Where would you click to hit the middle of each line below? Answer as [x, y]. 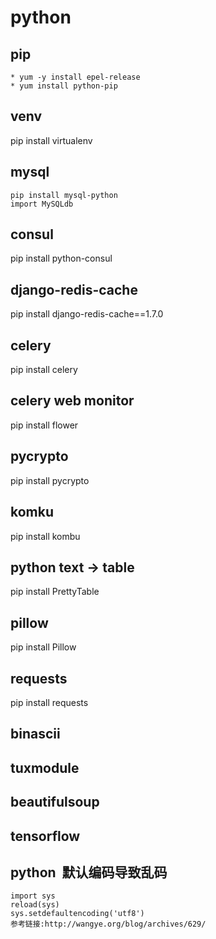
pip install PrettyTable [55, 592]
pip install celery [44, 370]
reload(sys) [35, 905]
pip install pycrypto [50, 480]
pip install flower [44, 425]
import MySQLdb [42, 204]
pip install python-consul [61, 258]
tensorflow [45, 836]
